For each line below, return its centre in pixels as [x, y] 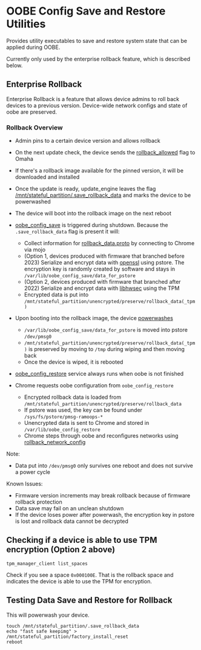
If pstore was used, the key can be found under [83, 410]
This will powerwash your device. [48, 615]
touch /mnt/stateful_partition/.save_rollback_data [73, 626]
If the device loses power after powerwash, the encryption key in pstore [105, 515]
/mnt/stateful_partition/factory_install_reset [68, 637]
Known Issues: [25, 484]
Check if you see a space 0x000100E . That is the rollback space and [90, 575]
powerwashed [33, 202]
